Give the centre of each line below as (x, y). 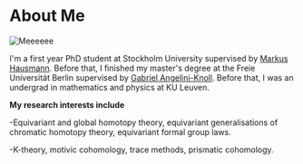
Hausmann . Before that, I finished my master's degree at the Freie (132, 68)
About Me (47, 16)
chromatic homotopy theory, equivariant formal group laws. (120, 131)
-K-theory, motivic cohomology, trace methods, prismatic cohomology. (142, 150)
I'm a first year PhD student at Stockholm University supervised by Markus (149, 58)
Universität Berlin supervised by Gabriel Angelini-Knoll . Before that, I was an (151, 77)
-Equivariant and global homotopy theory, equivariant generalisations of (144, 122)
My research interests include (67, 104)
